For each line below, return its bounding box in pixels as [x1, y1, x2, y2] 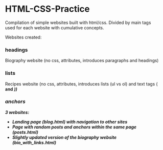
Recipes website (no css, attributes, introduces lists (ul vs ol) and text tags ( [5, 81, 158, 86]
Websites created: [5, 34, 42, 40]
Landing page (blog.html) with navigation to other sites [12, 119, 128, 125]
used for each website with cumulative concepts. [5, 24, 104, 30]
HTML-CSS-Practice [5, 3, 90, 15]
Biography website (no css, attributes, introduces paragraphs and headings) [5, 58, 159, 64]
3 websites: [5, 109, 29, 115]
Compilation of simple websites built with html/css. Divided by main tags [5, 20, 151, 25]
